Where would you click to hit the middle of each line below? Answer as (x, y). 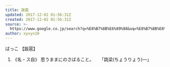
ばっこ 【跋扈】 (22, 48)
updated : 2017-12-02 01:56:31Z (38, 15)
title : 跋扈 (17, 10)
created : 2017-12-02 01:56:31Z (38, 19)
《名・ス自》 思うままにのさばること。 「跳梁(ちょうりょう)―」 (82, 59)
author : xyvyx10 (22, 33)
